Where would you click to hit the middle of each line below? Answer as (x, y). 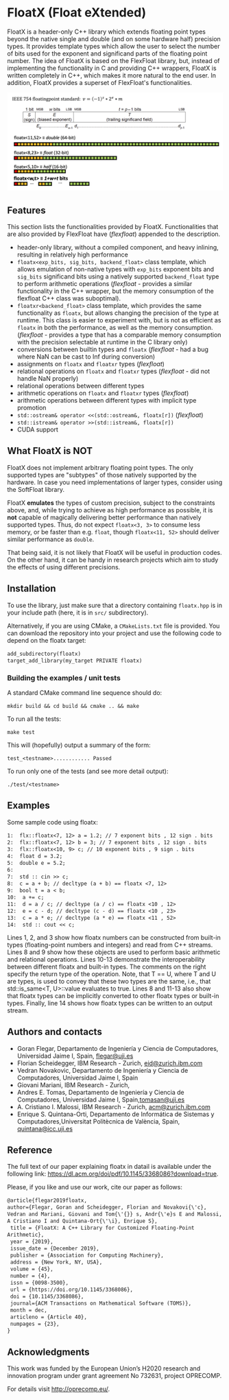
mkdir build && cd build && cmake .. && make (73, 707)
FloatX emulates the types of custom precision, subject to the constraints (111, 503)
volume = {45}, (32, 1269)
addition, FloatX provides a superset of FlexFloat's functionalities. (100, 82)
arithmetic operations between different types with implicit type (107, 401)
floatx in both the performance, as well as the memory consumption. (115, 328)
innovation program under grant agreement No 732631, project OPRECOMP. (114, 1376)
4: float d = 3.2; (35, 856)
